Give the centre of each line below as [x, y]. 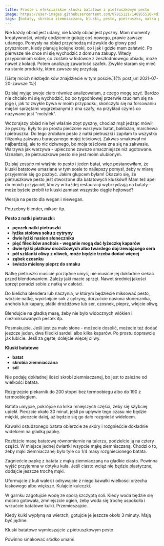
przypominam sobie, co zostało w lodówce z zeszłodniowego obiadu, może [81, 59]
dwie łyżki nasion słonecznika [43, 238]
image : [12, 14]
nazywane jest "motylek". [31, 114]
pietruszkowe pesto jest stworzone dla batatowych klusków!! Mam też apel [81, 179]
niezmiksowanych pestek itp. [34, 319]
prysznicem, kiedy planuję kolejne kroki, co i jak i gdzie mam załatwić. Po [79, 48]
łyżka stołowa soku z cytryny [42, 233]
